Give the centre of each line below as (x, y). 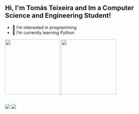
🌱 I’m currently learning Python (43, 32)
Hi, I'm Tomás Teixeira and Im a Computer (69, 8)
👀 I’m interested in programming (44, 27)
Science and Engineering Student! (58, 16)
